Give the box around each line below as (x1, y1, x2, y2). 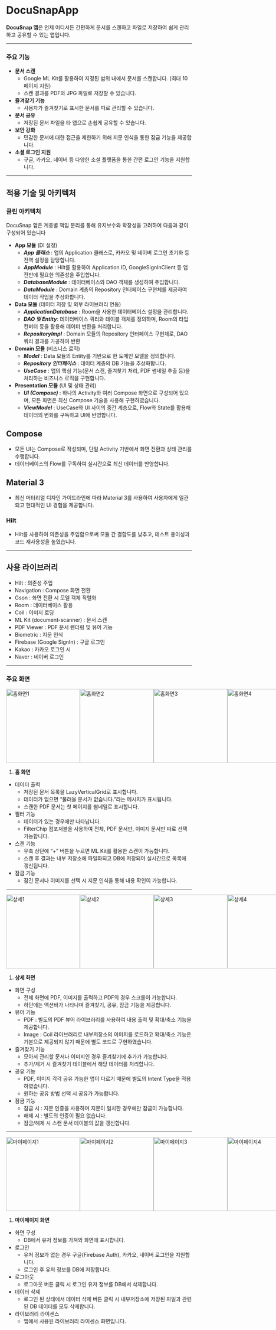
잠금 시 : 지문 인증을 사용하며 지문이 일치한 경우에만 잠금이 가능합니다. (23, 1104, 184, 1111)
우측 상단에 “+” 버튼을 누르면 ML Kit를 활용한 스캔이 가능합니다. (23, 847, 170, 854)
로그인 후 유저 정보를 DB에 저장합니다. (23, 1266, 111, 1273)
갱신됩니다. (23, 862, 50, 869)
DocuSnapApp (6, 4, 79, 17)
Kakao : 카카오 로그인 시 (14, 646, 71, 653)
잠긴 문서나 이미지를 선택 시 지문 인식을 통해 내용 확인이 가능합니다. (23, 876, 178, 884)
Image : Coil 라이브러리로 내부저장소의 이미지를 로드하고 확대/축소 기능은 (23, 1031, 192, 1038)
